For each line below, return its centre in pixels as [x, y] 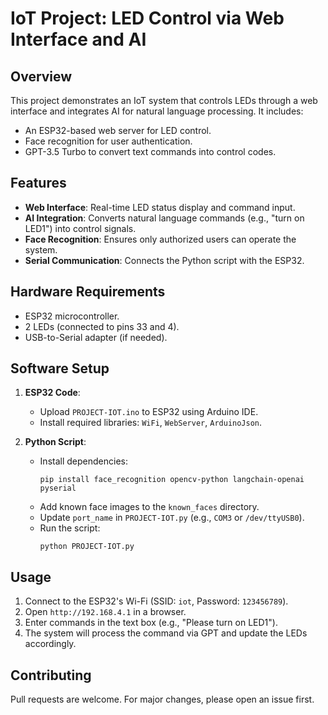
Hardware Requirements [88, 292]
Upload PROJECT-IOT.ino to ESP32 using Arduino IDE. [149, 412]
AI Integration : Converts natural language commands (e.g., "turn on [164, 218]
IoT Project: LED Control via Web [147, 18]
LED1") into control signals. [80, 228]
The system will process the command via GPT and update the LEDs [166, 633]
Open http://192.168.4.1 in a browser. [105, 612]
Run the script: [70, 528]
